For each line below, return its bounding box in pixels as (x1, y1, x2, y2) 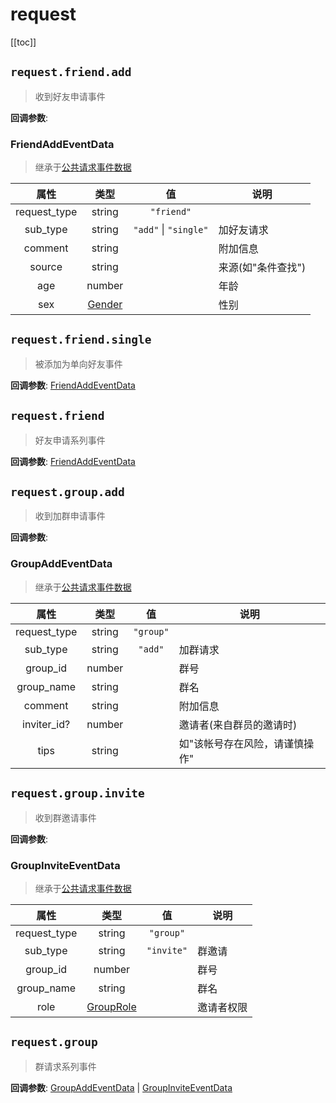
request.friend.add (10, 65, 132, 80)
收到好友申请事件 (34, 90, 106, 102)
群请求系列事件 (34, 1060, 97, 1072)
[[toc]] (10, 36, 37, 48)
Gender (87, 298, 123, 312)
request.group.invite (10, 786, 145, 801)
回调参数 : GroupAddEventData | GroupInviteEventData (10, 1081, 233, 1093)
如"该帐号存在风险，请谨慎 (178, 736, 305, 750)
